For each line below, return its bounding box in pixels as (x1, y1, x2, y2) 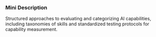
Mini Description (5, 4, 48, 11)
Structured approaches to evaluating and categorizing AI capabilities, (5, 16, 151, 22)
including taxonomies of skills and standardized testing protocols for (5, 21, 149, 27)
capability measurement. (5, 26, 58, 32)
